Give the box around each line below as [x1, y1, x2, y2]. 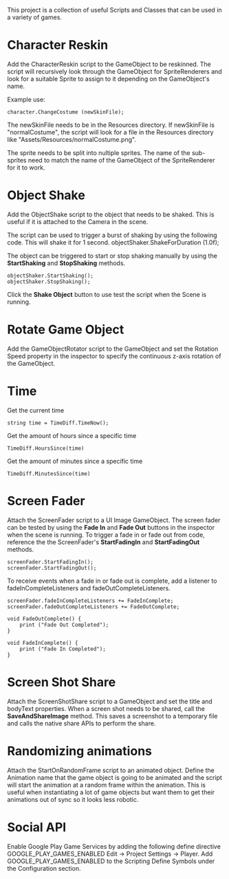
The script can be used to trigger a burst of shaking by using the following [7, 231, 218, 239]
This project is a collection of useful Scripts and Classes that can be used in [7, 6, 222, 14]
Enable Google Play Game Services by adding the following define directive [7, 842, 221, 850]
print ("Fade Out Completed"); [19, 621, 109, 628]
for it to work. [7, 163, 45, 172]
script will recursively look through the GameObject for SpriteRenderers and [7, 67, 222, 75]
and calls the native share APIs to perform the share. [7, 719, 156, 727]
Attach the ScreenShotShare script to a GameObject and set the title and [7, 697, 213, 705]
